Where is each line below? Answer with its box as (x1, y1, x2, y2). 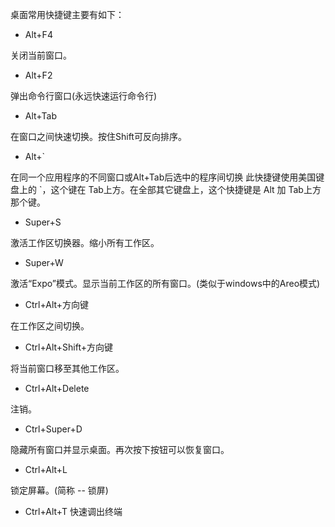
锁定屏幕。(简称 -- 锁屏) (10, 484, 109, 496)
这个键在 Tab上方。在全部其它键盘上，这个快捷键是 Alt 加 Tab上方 (50, 184, 322, 195)
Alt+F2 (24, 69, 53, 81)
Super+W (24, 257, 64, 268)
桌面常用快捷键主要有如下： (10, 9, 125, 20)
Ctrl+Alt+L (24, 464, 68, 475)
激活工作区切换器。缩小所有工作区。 (10, 237, 160, 248)
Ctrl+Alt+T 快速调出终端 (24, 506, 123, 517)
